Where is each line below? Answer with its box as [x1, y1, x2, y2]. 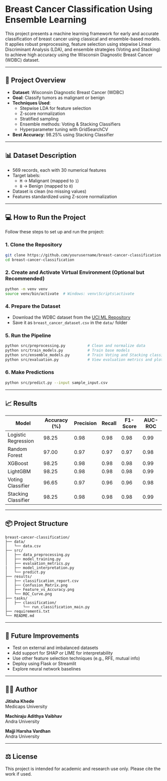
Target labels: [12, 172, 41, 178]
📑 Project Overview [5, 76, 66, 85]
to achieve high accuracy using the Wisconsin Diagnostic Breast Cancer [5, 51, 153, 58]
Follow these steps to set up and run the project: [5, 229, 104, 235]
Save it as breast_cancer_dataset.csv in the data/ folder [12, 320, 128, 326]
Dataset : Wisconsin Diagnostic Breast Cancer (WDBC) [12, 89, 124, 95]
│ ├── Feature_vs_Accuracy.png [5, 587, 75, 592]
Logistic [7, 431, 26, 438]
